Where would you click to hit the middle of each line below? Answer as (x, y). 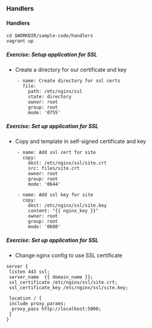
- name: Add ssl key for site (55, 195)
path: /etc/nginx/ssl (55, 92)
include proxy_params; (38, 304)
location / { (25, 298)
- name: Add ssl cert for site (57, 153)
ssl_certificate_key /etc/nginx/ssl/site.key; (69, 288)
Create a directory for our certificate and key (71, 70)
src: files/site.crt (54, 169)
